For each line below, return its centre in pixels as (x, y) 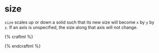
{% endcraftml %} (23, 46)
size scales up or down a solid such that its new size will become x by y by (79, 22)
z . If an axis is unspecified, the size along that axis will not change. (71, 27)
